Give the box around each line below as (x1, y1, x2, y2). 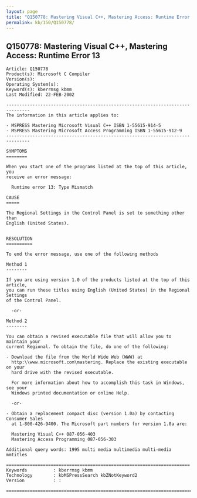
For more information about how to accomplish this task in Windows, (11, 380, 185, 386)
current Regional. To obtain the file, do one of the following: (6, 344, 169, 350)
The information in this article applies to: (6, 112, 119, 118)
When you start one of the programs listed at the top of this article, (6, 164, 188, 170)
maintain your (6, 339, 41, 345)
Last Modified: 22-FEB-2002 (6, 92, 75, 98)
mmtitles (6, 452, 28, 458)
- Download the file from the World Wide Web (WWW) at (6, 354, 143, 360)
